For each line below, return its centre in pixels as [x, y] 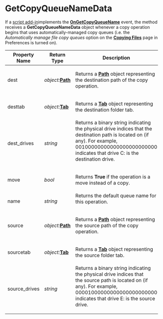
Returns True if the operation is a [113, 177]
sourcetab [19, 252]
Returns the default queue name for [116, 195]
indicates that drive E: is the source [115, 299]
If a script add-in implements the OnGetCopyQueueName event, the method [81, 22]
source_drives [24, 289]
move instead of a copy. [102, 183]
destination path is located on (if [112, 134]
